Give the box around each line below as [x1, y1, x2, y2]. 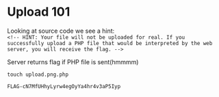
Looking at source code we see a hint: [7, 27, 115, 35]
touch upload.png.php [7, 71, 69, 78]
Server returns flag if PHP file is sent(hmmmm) [7, 57, 139, 66]
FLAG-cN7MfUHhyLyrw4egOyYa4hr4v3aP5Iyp [7, 83, 121, 89]
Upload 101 [7, 4, 70, 20]
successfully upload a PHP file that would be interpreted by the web [7, 40, 213, 46]
